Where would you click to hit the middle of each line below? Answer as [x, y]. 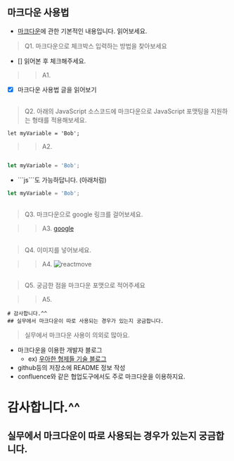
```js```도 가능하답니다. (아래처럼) [62, 180]
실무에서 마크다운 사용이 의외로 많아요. [77, 335]
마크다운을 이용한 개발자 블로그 [60, 350]
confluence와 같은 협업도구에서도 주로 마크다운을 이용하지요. [101, 376]
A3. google [58, 228]
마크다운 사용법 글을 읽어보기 [57, 90]
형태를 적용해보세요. [59, 120]
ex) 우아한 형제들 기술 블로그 [67, 359]
